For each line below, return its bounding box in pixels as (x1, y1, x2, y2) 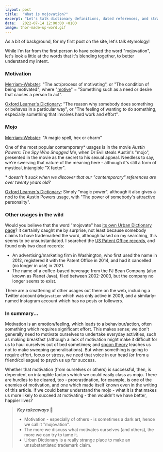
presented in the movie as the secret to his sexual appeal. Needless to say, (5, 154, 154, 160)
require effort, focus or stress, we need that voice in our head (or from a (5, 352, 149, 358)
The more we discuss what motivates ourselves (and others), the (24, 427, 154, 433)
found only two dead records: (5, 243, 65, 249)
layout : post (5, 7, 32, 12)
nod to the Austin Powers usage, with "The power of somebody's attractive (5, 194, 156, 200)
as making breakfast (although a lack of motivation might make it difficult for (5, 336, 158, 343)
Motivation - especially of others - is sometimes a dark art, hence (24, 417, 155, 422)
